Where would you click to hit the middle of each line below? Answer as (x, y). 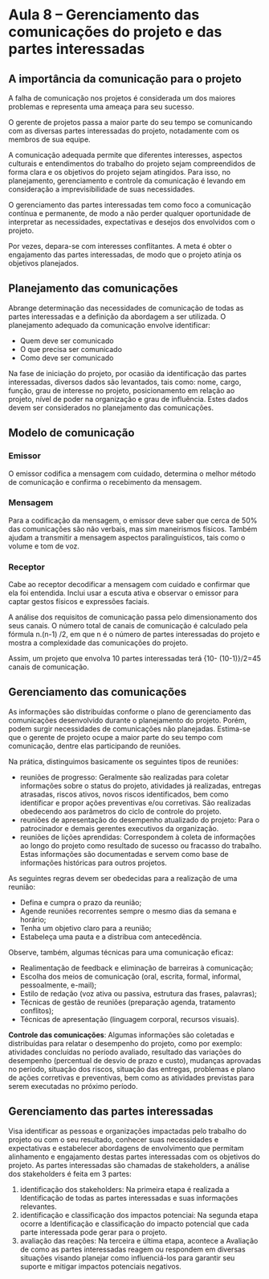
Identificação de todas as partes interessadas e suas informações (129, 1198)
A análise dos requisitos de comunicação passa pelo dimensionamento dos (133, 617)
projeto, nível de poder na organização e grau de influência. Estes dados (128, 399)
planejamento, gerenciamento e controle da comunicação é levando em (127, 180)
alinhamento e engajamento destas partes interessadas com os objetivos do (134, 1157)
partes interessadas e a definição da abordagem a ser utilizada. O (117, 317)
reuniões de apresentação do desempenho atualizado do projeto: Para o (140, 820)
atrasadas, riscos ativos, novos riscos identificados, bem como (124, 794)
